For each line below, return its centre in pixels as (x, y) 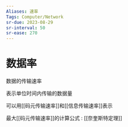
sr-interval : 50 (26, 28)
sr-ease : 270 (22, 33)
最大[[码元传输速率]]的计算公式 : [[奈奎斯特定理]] (64, 118)
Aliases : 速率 (22, 11)
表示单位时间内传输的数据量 (39, 93)
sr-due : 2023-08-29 (30, 22)
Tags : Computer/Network (35, 17)
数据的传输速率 (24, 81)
